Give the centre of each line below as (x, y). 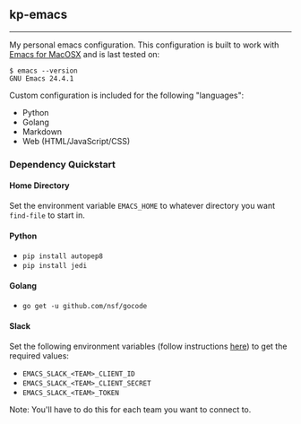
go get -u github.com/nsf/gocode (85, 307)
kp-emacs (39, 15)
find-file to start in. (47, 215)
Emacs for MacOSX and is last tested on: (85, 54)
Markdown (42, 131)
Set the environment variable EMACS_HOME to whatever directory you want (142, 205)
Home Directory (39, 186)
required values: (39, 355)
